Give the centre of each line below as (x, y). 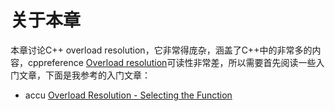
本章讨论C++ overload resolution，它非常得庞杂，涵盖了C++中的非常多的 (161, 50)
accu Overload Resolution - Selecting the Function (128, 95)
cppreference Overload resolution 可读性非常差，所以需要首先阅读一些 (172, 62)
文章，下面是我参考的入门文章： (84, 75)
